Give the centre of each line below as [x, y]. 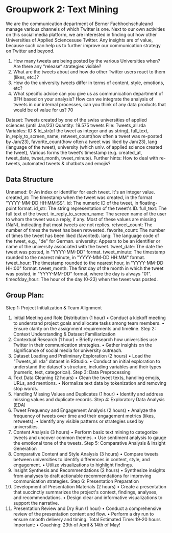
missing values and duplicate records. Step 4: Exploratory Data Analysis [89, 399]
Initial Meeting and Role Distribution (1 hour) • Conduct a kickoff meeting [90, 318]
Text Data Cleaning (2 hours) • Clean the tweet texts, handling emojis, [87, 378]
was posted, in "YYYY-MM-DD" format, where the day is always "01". [79, 273]
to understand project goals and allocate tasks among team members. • [89, 323]
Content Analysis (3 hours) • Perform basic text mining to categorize [85, 432]
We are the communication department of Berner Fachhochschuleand [79, 24]
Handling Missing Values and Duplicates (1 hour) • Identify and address [88, 394]
